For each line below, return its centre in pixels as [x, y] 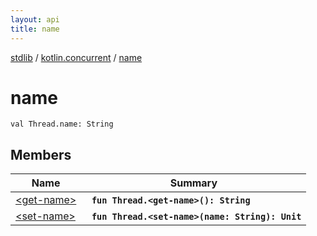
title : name [35, 29]
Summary [193, 183]
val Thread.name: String [62, 124]
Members [41, 154]
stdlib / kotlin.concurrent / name [76, 57]
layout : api [35, 19]
